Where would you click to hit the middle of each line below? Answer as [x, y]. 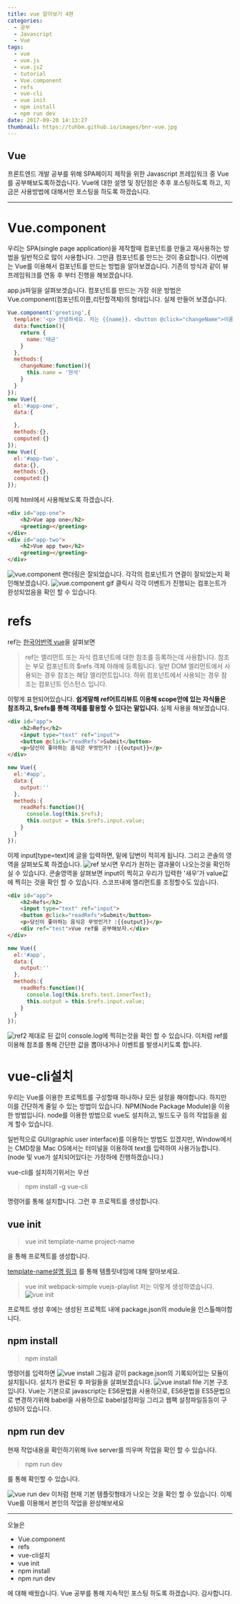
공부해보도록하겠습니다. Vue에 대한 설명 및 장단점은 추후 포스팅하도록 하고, [119, 183]
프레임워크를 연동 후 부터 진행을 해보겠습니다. [70, 275]
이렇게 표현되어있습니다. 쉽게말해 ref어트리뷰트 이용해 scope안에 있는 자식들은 [117, 699]
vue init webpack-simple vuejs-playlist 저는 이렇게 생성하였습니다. [119, 1287]
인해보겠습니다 [28, 583]
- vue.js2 [28, 67]
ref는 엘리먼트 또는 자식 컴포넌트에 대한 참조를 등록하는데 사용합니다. [120, 657]
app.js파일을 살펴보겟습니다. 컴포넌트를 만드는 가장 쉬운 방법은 [95, 291]
